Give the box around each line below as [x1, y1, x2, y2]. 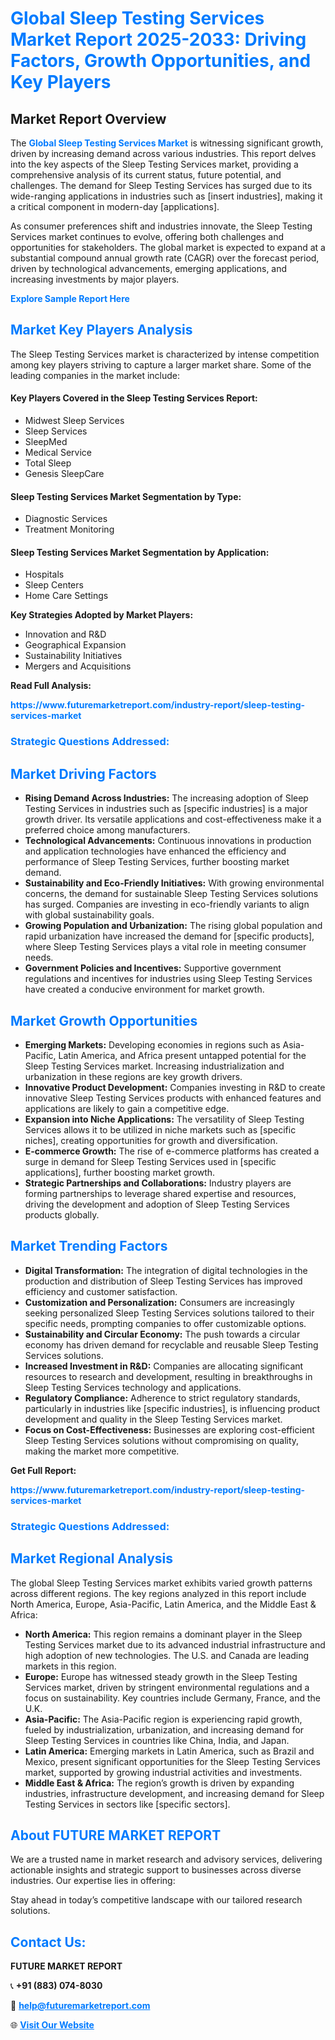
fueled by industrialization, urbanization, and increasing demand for [24, 1723, 305, 1736]
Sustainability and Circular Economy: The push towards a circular [24, 1328, 301, 1340]
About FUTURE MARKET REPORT [10, 1827, 222, 1844]
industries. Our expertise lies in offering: [10, 1875, 176, 1887]
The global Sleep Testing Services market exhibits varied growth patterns [10, 1577, 313, 1589]
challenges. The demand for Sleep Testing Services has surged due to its [10, 180, 313, 191]
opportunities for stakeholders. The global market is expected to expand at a [10, 242, 326, 253]
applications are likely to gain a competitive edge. [24, 1102, 230, 1114]
